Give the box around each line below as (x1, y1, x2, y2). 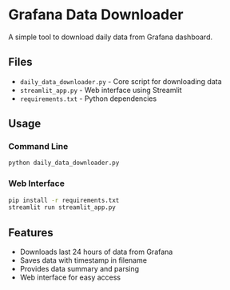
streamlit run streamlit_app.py (8, 203, 116, 211)
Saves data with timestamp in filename (19, 256, 148, 265)
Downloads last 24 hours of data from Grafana (19, 247, 173, 257)
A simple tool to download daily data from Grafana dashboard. (8, 32, 213, 42)
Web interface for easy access (19, 272, 121, 282)
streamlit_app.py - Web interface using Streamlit (19, 85, 182, 95)
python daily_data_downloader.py (8, 159, 120, 167)
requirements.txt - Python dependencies (19, 94, 157, 103)
